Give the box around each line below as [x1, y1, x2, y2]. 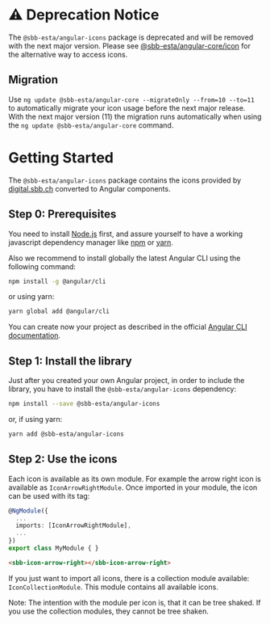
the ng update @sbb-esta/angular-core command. [8, 120, 174, 130]
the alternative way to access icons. [8, 49, 128, 59]
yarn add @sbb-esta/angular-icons [8, 430, 125, 438]
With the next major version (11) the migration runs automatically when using [8, 112, 262, 121]
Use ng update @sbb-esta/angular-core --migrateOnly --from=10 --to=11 [8, 95, 255, 104]
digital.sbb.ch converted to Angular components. [8, 183, 171, 193]
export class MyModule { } [8, 544, 99, 552]
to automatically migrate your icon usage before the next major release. [8, 103, 246, 112]
